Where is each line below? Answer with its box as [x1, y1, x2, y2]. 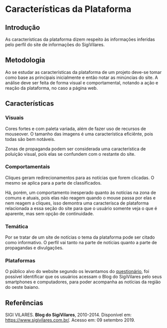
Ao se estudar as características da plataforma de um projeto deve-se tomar [5, 69, 162, 75]
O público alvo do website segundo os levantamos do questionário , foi [5, 268, 150, 274]
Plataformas [5, 257, 36, 264]
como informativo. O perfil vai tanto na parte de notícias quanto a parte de [5, 240, 158, 246]
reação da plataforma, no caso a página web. [5, 85, 98, 91]
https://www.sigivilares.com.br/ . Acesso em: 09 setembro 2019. [5, 317, 135, 323]
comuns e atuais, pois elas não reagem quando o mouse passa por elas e [5, 195, 156, 200]
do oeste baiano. [5, 284, 40, 290]
